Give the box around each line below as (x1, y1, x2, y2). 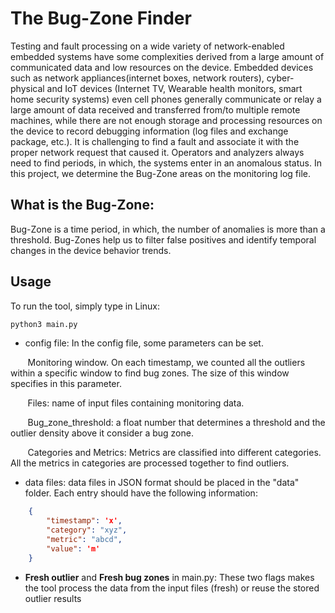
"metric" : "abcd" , (46, 535, 123, 545)
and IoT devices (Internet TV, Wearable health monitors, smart (46, 82, 303, 94)
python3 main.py (10, 319, 78, 329)
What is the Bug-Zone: (10, 197, 155, 214)
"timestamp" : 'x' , (46, 516, 123, 526)
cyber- (266, 72, 295, 84)
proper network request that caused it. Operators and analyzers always (10, 146, 305, 158)
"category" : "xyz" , (46, 525, 128, 536)
